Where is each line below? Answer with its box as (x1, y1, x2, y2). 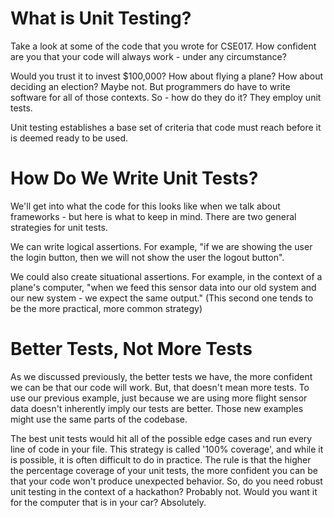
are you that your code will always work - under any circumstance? (10, 50, 287, 62)
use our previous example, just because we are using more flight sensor (10, 392, 308, 404)
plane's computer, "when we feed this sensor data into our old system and (10, 281, 317, 293)
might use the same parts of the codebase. (10, 413, 188, 425)
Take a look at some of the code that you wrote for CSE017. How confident (10, 40, 317, 52)
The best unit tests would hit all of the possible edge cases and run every (10, 432, 313, 444)
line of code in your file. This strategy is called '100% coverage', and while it (10, 443, 324, 455)
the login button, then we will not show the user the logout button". (10, 251, 285, 263)
